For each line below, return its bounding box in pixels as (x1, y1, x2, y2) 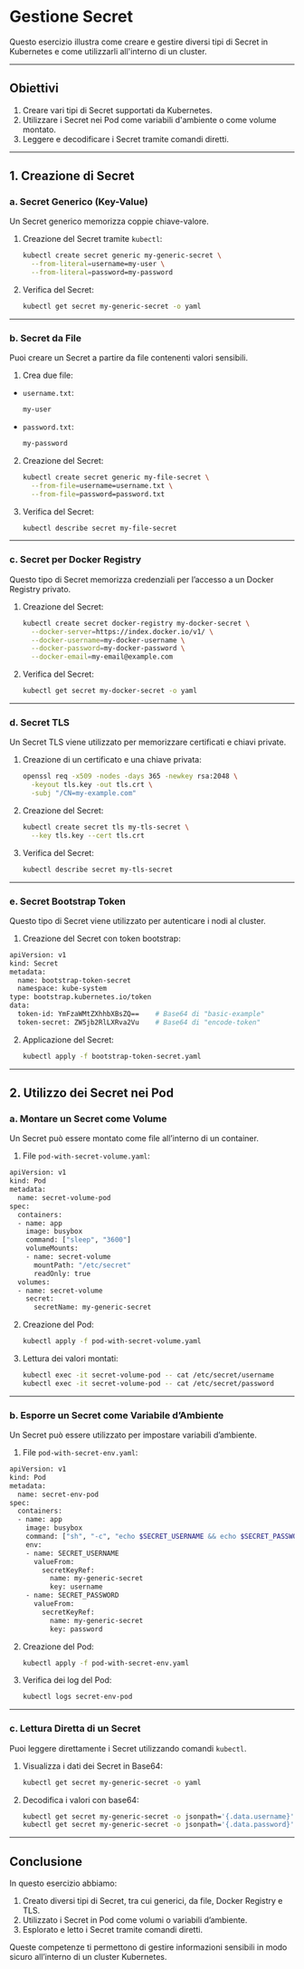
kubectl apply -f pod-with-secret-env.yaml (22, 1658, 190, 1667)
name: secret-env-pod (17, 1490, 100, 1499)
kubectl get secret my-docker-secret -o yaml (22, 687, 197, 696)
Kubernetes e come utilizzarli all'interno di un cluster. (9, 45, 207, 56)
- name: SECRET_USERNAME (25, 1549, 119, 1558)
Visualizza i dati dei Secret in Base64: (22, 1760, 163, 1772)
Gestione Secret (9, 6, 134, 27)
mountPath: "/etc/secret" (33, 1261, 131, 1270)
